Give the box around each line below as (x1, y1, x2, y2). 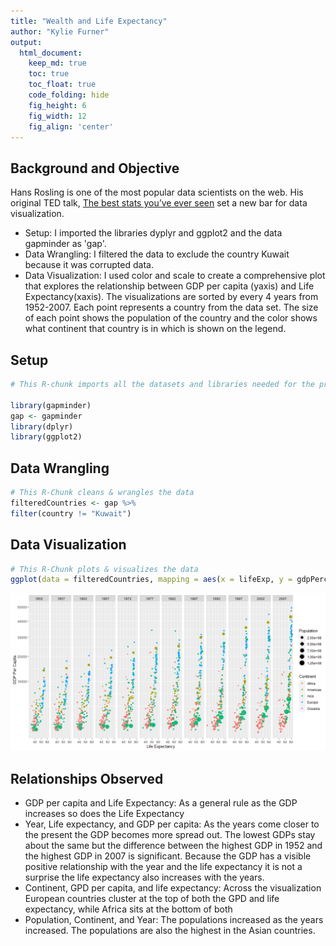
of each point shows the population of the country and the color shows (24, 312, 318, 324)
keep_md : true (28, 58, 87, 69)
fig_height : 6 (28, 100, 87, 110)
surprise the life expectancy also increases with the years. (24, 871, 265, 884)
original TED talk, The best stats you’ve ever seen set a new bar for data (10, 197, 308, 209)
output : (10, 37, 43, 47)
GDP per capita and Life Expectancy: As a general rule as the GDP (24, 797, 298, 809)
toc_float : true (28, 80, 97, 90)
